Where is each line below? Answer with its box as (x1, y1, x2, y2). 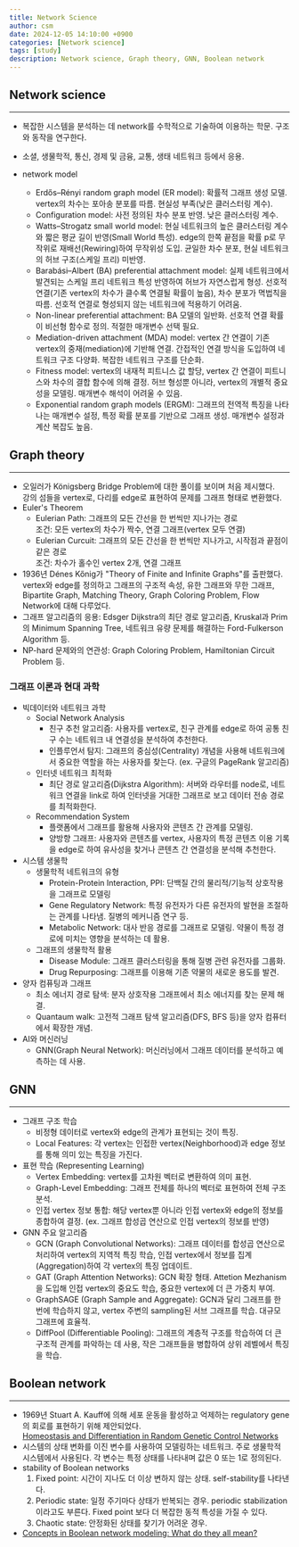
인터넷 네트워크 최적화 (35, 767, 113, 778)
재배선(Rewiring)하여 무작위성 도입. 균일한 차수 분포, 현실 (59, 243, 258, 253)
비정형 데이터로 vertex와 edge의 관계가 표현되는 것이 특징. (35, 1126, 238, 1137)
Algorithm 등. (21, 633, 70, 644)
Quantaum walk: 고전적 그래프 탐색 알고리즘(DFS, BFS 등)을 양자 (35, 1011, 263, 1022)
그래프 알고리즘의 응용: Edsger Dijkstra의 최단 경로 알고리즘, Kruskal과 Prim (21, 611, 288, 622)
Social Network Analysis (35, 712, 125, 723)
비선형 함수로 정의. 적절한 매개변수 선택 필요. (44, 320, 199, 331)
